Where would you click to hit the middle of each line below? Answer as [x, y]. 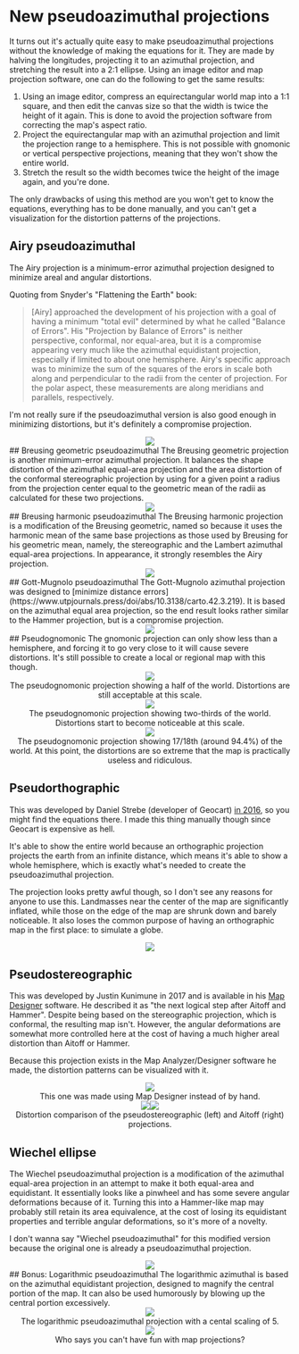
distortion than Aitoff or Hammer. [70, 1043]
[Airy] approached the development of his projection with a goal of [154, 312]
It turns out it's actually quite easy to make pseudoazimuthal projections [141, 41]
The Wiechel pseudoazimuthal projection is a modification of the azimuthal [147, 1174]
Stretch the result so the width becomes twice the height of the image [150, 172]
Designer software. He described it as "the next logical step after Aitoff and [148, 1006]
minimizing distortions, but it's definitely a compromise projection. [131, 424]
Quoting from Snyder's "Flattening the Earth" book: [103, 294]
